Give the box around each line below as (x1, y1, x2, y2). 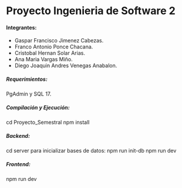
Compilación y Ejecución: (6, 104, 70, 111)
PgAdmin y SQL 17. (6, 90, 52, 98)
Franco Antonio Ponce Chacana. (14, 43, 93, 51)
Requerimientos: (6, 75, 48, 83)
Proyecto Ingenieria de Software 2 (6, 4, 176, 18)
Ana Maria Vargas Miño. (14, 56, 73, 63)
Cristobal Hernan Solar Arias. (14, 50, 85, 57)
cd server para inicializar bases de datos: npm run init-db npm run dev (6, 147, 177, 154)
